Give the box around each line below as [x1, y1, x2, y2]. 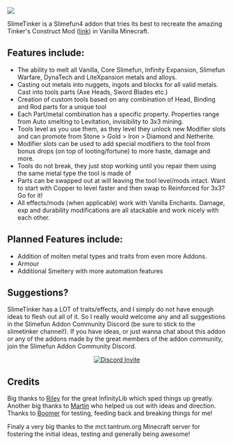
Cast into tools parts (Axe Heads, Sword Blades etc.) [17, 88, 168, 96]
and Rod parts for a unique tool [17, 102, 106, 111]
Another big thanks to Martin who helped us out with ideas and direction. [7, 402, 216, 410]
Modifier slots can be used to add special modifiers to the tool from [17, 139, 211, 147]
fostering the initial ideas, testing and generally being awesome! [7, 430, 191, 438]
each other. [17, 213, 51, 222]
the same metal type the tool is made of [17, 169, 131, 177]
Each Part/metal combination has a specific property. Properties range [17, 110, 220, 118]
